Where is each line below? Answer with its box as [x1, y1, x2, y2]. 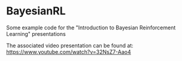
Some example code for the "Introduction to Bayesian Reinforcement [6, 24, 176, 31]
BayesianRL [6, 4, 66, 18]
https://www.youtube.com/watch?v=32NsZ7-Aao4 [6, 48, 132, 55]
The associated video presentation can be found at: [6, 42, 134, 49]
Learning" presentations [6, 30, 66, 37]
